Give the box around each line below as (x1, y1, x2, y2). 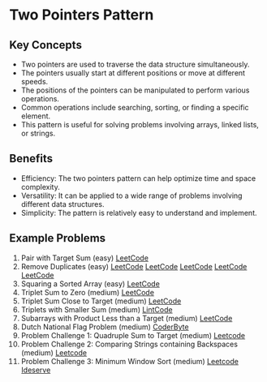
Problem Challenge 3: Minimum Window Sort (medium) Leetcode (20, 356, 239, 366)
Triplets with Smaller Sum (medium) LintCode (20, 304, 173, 314)
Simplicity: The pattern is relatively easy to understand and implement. (20, 208, 257, 217)
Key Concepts (9, 38, 82, 52)
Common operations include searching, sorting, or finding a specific (20, 103, 250, 112)
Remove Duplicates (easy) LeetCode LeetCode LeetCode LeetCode (20, 261, 248, 271)
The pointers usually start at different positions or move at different (20, 68, 246, 78)
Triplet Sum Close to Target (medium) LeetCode (20, 296, 182, 306)
